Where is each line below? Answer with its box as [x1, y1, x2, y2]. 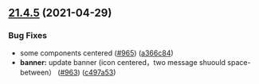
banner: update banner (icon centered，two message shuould [19, 57, 226, 67]
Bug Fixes [8, 30, 48, 41]
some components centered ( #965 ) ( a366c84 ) [19, 48, 174, 58]
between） [19, 67, 57, 77]
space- [226, 57, 251, 67]
